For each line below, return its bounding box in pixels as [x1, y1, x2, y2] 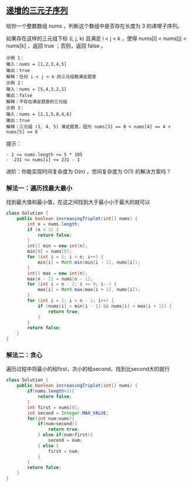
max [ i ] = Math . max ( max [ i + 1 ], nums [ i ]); [37, 287, 141, 293]
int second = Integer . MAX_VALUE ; [27, 410, 109, 416]
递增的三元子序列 [6, 5, 68, 16]
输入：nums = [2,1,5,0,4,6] [6, 111, 72, 117]
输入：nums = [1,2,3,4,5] [6, 61, 67, 67]
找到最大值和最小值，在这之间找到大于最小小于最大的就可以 [6, 199, 150, 206]
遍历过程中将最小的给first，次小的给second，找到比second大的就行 [6, 365, 170, 372]
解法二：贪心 [6, 351, 43, 359]
